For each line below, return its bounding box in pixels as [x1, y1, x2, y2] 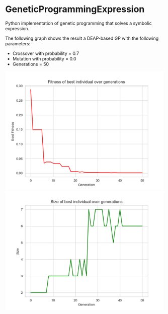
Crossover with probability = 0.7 [12, 50, 79, 56]
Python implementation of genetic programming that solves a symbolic [5, 20, 152, 26]
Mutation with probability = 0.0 [12, 55, 76, 61]
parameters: [5, 40, 31, 46]
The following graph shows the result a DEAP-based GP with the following [5, 35, 159, 41]
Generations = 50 [12, 61, 49, 67]
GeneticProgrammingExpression [5, 4, 145, 15]
